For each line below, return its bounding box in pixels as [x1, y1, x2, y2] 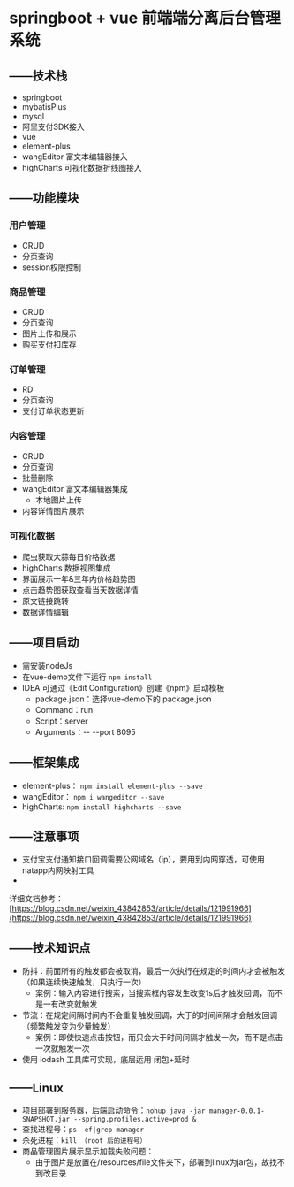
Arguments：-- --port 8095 [34, 726, 136, 737]
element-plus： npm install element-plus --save [21, 780, 203, 791]
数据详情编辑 [21, 607, 69, 617]
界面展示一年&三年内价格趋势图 [21, 573, 136, 584]
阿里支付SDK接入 [21, 121, 86, 132]
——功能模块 [9, 191, 79, 206]
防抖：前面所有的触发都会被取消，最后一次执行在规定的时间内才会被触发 [21, 966, 285, 976]
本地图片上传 [34, 494, 82, 505]
